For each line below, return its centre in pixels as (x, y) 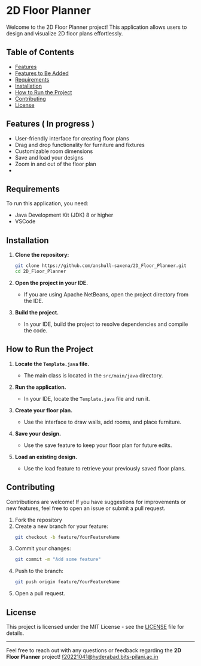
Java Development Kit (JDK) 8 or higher (64, 215)
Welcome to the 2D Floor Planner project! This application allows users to (97, 27)
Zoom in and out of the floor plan (56, 164)
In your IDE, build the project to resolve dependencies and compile (106, 324)
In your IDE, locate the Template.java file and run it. (87, 398)
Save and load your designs (49, 157)
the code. (36, 330)
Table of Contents (40, 52)
